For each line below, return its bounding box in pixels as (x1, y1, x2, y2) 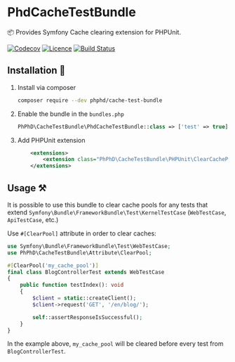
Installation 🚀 (7, 65, 66, 77)
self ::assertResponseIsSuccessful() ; (32, 313, 142, 321)
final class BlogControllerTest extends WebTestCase (7, 269, 165, 276)
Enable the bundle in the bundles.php (17, 110, 124, 118)
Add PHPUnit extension (17, 136, 86, 144)
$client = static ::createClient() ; (32, 295, 137, 302)
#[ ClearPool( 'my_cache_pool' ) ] (7, 261, 99, 269)
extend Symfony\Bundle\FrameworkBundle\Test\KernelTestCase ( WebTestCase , (7, 208, 227, 216)
